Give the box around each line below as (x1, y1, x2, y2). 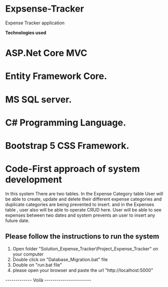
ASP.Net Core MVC (5, 48, 88, 59)
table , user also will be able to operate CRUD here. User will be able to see (5, 207, 162, 213)
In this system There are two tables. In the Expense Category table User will (5, 190, 163, 196)
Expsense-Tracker (5, 3, 85, 15)
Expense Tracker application (5, 20, 65, 26)
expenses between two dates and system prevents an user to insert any (5, 212, 155, 218)
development (5, 174, 62, 185)
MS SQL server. (5, 94, 72, 105)
